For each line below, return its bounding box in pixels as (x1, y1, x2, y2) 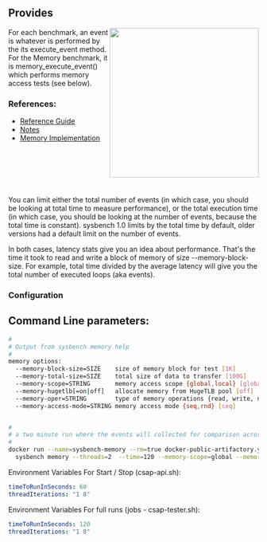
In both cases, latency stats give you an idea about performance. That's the (8, 245, 256, 254)
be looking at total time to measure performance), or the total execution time (8, 203, 258, 214)
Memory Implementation (19, 133, 101, 143)
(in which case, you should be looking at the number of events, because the (8, 212, 257, 222)
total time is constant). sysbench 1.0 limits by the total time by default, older (8, 221, 256, 230)
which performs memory (8, 69, 90, 79)
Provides (8, 6, 53, 20)
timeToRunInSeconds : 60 (8, 482, 87, 491)
